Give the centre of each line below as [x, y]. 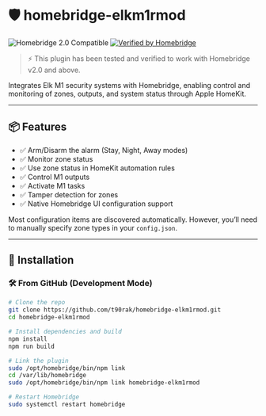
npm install [28, 339]
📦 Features [38, 127]
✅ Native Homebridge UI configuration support [96, 204]
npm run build [32, 346]
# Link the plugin [38, 361]
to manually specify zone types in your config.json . [93, 227]
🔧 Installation [41, 260]
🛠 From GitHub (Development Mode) [80, 284]
